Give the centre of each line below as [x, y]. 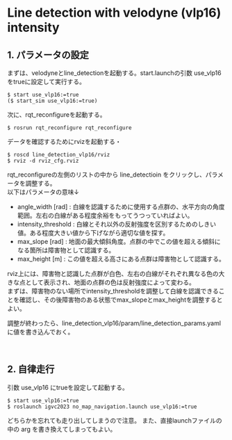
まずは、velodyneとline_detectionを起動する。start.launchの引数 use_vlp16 [114, 73]
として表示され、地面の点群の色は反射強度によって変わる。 [110, 282]
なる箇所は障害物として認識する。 [66, 250]
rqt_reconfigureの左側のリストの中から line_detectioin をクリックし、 [107, 174]
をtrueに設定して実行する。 [46, 82]
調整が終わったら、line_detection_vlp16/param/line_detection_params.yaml [114, 323]
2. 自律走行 [31, 369]
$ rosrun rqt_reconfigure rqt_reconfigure [69, 128]
